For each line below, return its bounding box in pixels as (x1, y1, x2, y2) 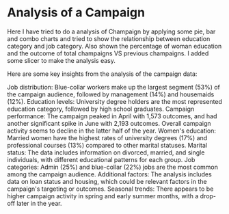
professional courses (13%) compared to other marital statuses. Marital (7, 141, 207, 149)
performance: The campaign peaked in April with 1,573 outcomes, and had (7, 111, 217, 120)
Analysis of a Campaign (7, 5, 146, 21)
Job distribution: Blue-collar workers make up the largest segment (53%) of (7, 83, 221, 91)
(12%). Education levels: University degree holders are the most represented (7, 97, 222, 105)
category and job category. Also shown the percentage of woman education (7, 42, 222, 50)
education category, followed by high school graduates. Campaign (7, 105, 195, 113)
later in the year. (16, 199, 62, 207)
